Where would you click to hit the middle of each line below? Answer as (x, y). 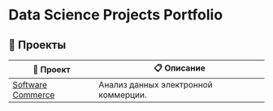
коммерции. (123, 95)
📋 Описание (180, 68)
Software (30, 85)
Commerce (34, 95)
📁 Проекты (37, 45)
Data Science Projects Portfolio (116, 15)
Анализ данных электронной (156, 85)
